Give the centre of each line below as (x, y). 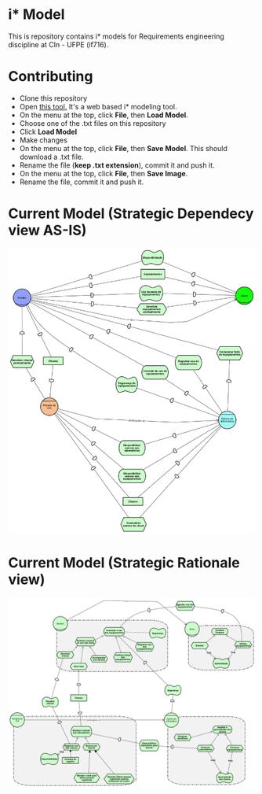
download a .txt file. (51, 157)
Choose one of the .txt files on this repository (93, 123)
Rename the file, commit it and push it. (82, 182)
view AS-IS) (47, 231)
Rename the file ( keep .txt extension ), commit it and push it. (117, 165)
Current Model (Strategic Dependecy (131, 214)
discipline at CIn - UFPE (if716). (58, 44)
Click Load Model (48, 131)
